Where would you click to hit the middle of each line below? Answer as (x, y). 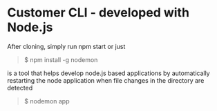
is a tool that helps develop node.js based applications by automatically (108, 73)
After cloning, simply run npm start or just (66, 46)
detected (20, 88)
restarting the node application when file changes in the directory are (106, 80)
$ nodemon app (47, 101)
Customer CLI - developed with (98, 13)
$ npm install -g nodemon (61, 59)
